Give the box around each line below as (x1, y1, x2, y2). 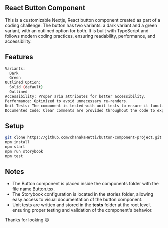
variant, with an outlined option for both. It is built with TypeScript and (5, 27, 149, 34)
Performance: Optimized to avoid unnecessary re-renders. (5, 98, 128, 104)
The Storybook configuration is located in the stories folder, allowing (12, 191, 154, 197)
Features (5, 53, 33, 61)
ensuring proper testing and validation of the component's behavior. (12, 207, 153, 213)
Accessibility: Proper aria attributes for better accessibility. (5, 94, 146, 99)
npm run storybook (5, 149, 43, 154)
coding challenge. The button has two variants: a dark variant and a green (5, 22, 157, 28)
